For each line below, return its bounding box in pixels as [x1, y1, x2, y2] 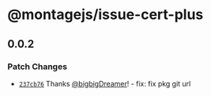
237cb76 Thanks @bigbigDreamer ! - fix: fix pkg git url [18, 79, 191, 88]
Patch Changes [7, 61, 68, 72]
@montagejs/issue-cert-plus [7, 6, 204, 24]
